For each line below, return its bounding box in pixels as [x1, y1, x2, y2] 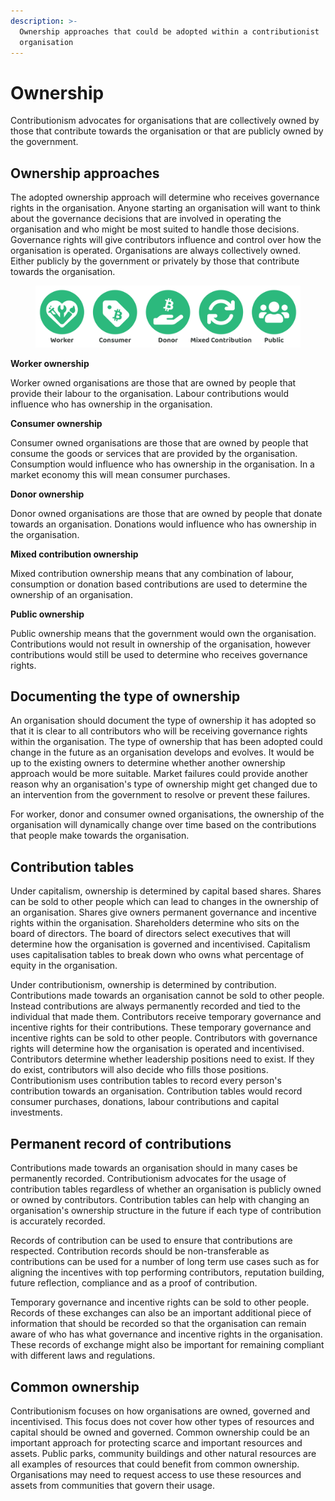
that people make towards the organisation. [10, 830, 190, 842]
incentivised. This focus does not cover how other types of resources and [10, 1415, 315, 1427]
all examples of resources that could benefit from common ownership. [10, 1458, 300, 1470]
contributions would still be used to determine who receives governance [10, 648, 308, 660]
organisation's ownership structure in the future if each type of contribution [10, 1205, 322, 1217]
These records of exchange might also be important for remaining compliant [10, 1339, 325, 1351]
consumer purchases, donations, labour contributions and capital [10, 1096, 280, 1108]
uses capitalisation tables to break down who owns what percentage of [10, 949, 305, 961]
